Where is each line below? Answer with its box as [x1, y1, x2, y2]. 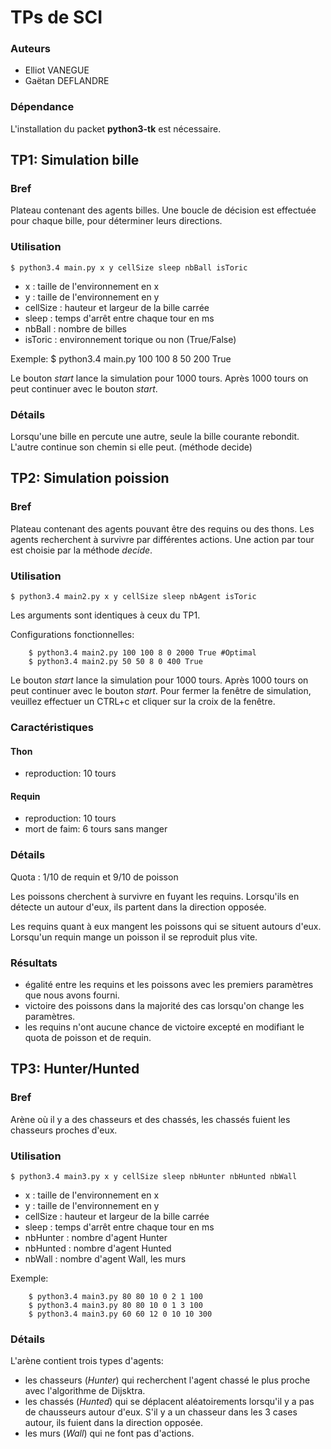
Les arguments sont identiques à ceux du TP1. [10, 609, 201, 621]
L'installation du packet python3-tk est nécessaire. [10, 122, 222, 135]
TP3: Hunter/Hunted [10, 1061, 140, 1078]
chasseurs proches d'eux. [10, 1124, 118, 1136]
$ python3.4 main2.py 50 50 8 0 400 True [28, 657, 203, 667]
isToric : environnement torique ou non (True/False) [24, 333, 237, 345]
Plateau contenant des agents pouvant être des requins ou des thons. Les [10, 522, 315, 535]
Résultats [10, 956, 58, 970]
